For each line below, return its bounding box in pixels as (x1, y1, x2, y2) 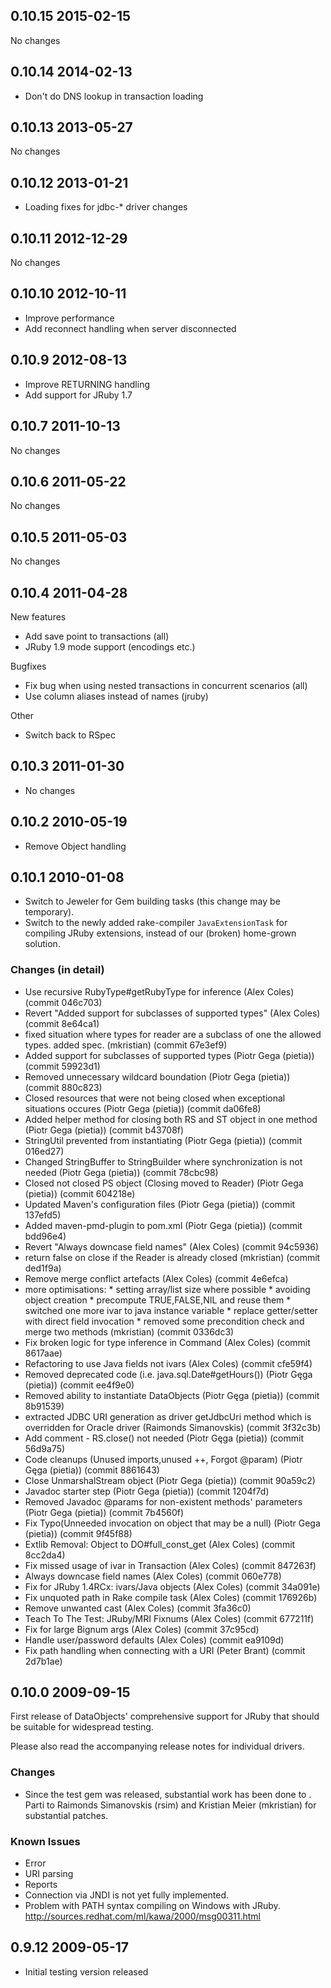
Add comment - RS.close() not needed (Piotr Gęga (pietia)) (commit (24, 1432, 304, 1444)
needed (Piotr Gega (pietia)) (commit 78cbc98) (24, 1166, 219, 1178)
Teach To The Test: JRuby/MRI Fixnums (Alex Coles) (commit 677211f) (24, 1612, 315, 1624)
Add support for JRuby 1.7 (24, 389, 133, 401)
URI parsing (24, 1868, 74, 1880)
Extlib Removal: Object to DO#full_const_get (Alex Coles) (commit (24, 1538, 296, 1550)
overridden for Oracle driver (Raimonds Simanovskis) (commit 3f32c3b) (24, 1421, 322, 1433)
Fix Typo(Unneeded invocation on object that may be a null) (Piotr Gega (24, 1517, 321, 1529)
